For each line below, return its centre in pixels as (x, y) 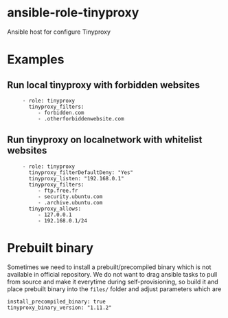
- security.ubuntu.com (70, 197)
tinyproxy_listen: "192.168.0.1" (77, 178)
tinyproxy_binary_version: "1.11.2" (59, 308)
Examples (36, 60)
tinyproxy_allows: (55, 209)
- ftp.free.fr (58, 191)
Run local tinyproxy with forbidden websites (104, 85)
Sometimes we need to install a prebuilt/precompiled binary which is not (109, 267)
